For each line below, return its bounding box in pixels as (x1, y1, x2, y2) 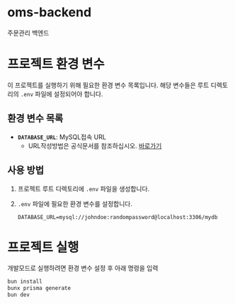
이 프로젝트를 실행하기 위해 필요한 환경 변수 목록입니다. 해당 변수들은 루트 (7, 81, 210, 89)
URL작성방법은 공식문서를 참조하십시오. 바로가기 (28, 141, 162, 150)
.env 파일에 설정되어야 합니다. (20, 89, 103, 98)
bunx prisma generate (7, 285, 71, 292)
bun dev (7, 291, 30, 298)
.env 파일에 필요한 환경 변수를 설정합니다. (17, 199, 133, 208)
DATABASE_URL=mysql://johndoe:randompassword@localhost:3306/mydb (17, 213, 218, 220)
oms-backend (7, 4, 92, 21)
